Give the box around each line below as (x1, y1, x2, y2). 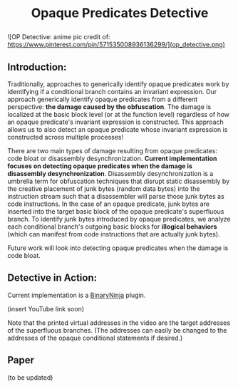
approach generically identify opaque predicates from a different (7, 95, 198, 103)
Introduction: (7, 61, 67, 73)
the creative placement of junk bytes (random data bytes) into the (7, 185, 200, 193)
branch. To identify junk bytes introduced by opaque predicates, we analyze (7, 215, 231, 223)
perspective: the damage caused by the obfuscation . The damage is (7, 103, 212, 111)
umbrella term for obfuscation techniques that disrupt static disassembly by (7, 177, 230, 185)
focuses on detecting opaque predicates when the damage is (7, 162, 192, 170)
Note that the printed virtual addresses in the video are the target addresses (7, 318, 230, 327)
